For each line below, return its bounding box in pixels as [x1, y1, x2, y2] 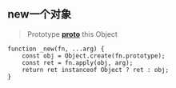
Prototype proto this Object [26, 29, 118, 38]
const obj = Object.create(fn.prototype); [22, 51, 166, 60]
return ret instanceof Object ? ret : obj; [22, 66, 170, 74]
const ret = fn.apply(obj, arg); [22, 58, 134, 66]
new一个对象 [7, 7, 72, 22]
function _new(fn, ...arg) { [7, 45, 105, 53]
